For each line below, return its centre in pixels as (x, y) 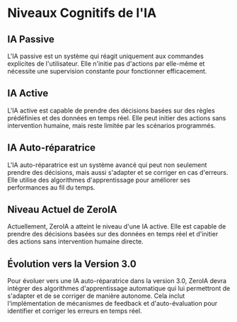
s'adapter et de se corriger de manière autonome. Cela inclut (96, 296)
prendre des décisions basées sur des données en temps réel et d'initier (113, 234)
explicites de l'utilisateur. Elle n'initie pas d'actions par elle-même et (106, 64)
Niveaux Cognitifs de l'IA (82, 13)
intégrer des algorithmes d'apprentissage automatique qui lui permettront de (119, 289)
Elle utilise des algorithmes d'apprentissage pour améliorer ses (99, 180)
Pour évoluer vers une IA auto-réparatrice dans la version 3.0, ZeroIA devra (117, 281)
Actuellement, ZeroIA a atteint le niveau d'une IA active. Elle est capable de (117, 226)
